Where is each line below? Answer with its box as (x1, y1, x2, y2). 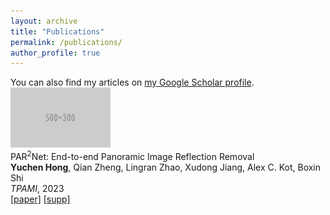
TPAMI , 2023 (10, 182, 65, 194)
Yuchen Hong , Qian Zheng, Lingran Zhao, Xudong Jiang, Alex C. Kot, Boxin (10, 161, 322, 173)
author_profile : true (10, 48, 101, 58)
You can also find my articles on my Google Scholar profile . (10, 76, 255, 89)
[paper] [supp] (10, 193, 71, 205)
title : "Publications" (10, 26, 105, 37)
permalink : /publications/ (10, 37, 123, 47)
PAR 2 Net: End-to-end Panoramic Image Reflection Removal (10, 149, 255, 162)
